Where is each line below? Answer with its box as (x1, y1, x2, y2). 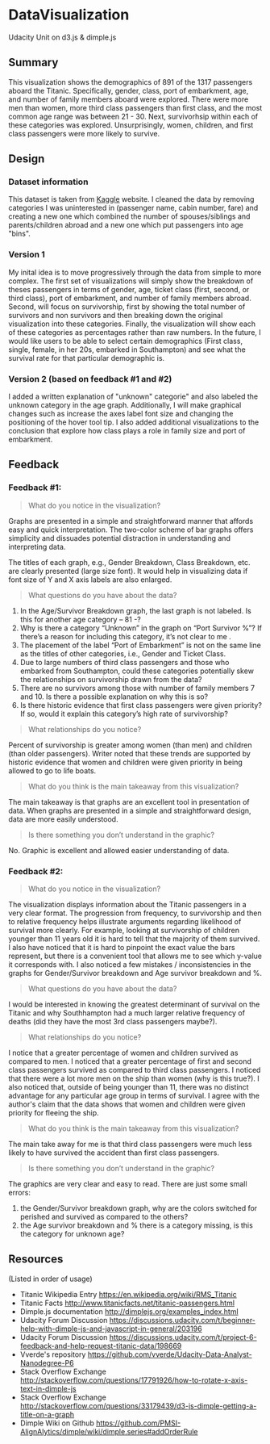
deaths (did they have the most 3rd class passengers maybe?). (8, 1017, 218, 1027)
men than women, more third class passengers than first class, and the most (8, 103, 263, 112)
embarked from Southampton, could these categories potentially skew (19, 666, 254, 676)
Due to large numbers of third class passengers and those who (19, 657, 230, 667)
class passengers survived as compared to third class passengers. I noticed (8, 1065, 261, 1075)
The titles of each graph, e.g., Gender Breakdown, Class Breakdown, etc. (8, 557, 251, 567)
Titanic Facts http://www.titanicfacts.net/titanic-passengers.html (19, 1298, 235, 1308)
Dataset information (8, 176, 89, 187)
